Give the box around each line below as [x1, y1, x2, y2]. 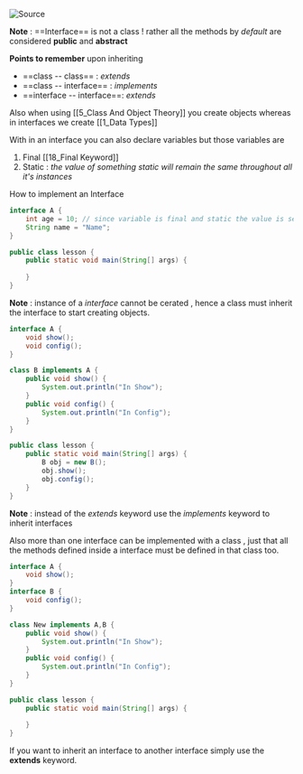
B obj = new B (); [41, 458, 106, 467]
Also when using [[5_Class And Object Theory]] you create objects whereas [9, 107, 291, 117]
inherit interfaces [9, 518, 73, 528]
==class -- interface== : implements [22, 80, 158, 90]
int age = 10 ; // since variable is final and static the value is [25, 214, 284, 223]
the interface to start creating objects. [9, 307, 151, 318]
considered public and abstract [9, 36, 128, 46]
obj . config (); [41, 474, 95, 483]
